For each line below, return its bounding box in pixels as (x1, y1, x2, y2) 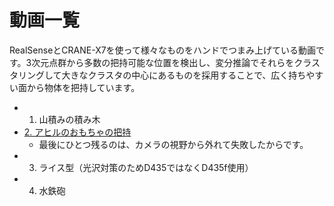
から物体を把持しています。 (26, 81, 141, 93)
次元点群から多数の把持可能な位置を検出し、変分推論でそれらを (31, 56, 295, 68)
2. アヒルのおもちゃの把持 (23, 126, 132, 138)
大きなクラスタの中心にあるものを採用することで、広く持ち (61, 69, 307, 81)
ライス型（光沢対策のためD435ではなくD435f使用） (38, 161, 254, 173)
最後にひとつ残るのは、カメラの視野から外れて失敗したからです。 (38, 138, 309, 150)
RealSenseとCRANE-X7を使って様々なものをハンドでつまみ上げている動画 (9, 44, 316, 56)
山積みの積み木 (38, 113, 101, 125)
